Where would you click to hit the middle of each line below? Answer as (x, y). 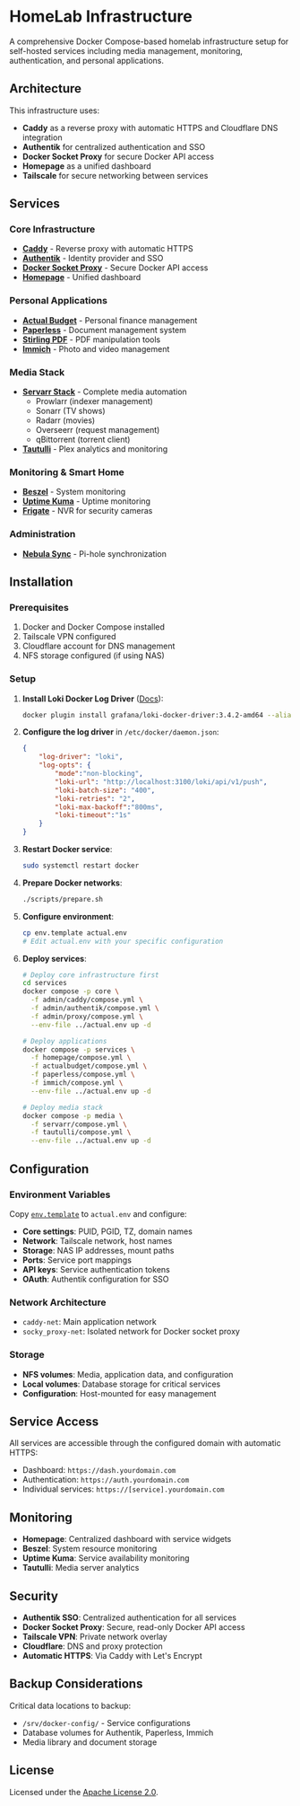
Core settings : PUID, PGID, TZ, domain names (107, 1231)
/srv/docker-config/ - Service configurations (106, 1722)
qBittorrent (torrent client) (83, 440)
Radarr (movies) (65, 420)
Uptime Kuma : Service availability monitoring (106, 1558)
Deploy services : (54, 958)
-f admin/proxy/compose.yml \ (87, 1017)
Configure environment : (68, 916)
